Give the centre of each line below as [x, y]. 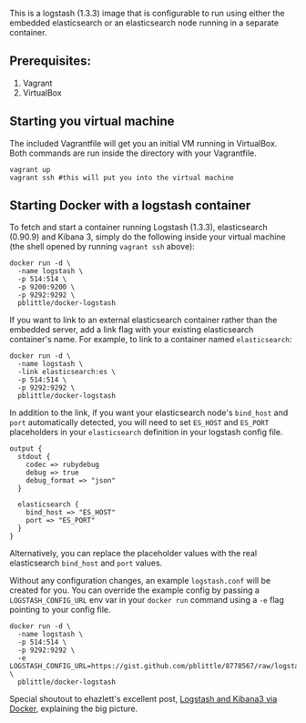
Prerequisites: [50, 61]
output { [26, 449]
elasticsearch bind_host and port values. [86, 563]
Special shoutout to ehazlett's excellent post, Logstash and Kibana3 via [143, 699]
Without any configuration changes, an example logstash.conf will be [140, 581]
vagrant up [30, 169]
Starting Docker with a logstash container [130, 205]
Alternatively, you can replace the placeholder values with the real [133, 554]
